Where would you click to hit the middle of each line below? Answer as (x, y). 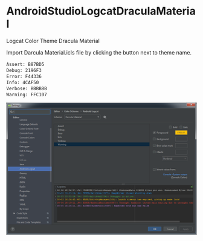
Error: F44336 (24, 76)
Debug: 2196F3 (24, 70)
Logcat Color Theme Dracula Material (53, 41)
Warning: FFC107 (27, 94)
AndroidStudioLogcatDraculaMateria (101, 11)
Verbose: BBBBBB (27, 88)
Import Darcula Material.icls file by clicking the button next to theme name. (99, 52)
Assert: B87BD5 (25, 64)
